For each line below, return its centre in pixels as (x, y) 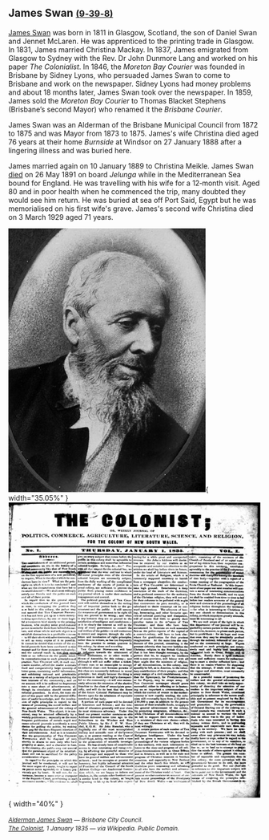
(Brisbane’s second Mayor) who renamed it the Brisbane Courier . (115, 109)
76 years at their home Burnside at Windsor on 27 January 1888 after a (125, 142)
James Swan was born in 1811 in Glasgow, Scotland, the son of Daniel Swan (133, 32)
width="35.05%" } (38, 497)
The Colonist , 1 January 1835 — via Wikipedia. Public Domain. (94, 828)
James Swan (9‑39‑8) (61, 13)
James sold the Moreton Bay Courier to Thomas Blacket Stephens (117, 100)
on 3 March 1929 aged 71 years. (61, 217)
